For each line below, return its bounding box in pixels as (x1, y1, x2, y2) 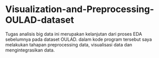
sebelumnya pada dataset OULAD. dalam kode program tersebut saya (5, 36, 152, 42)
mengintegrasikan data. (5, 47, 55, 53)
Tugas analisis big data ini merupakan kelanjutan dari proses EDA (5, 31, 142, 37)
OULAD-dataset (5, 14, 74, 26)
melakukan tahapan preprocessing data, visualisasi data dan (5, 41, 132, 47)
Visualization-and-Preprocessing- (5, 4, 154, 15)
